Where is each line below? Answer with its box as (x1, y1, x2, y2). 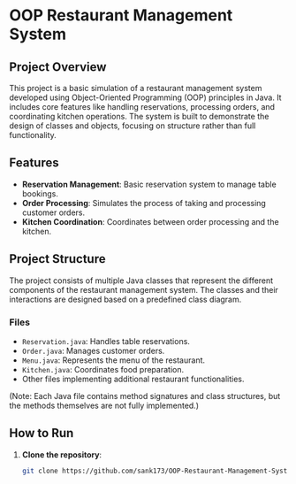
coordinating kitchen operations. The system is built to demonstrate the (9, 111, 269, 121)
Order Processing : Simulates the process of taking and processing (21, 197, 267, 208)
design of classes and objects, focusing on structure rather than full (9, 120, 256, 131)
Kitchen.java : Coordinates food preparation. (21, 364, 184, 374)
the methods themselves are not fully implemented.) (9, 400, 200, 411)
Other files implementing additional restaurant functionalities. (21, 373, 245, 384)
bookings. (21, 188, 59, 199)
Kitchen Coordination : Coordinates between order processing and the (21, 216, 280, 227)
